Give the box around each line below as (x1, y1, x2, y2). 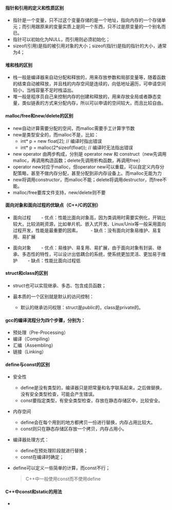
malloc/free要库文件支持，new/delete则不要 (12, 189, 106, 195)
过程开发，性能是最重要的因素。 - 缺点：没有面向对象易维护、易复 (12, 227, 162, 233)
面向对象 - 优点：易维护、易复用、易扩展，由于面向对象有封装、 (12, 244, 158, 251)
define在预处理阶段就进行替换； (20, 447, 88, 454)
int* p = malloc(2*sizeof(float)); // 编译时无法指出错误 (20, 144, 133, 150)
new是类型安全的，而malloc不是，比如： (12, 131, 99, 138)
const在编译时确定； (20, 454, 64, 460)
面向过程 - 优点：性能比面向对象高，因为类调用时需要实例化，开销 (12, 214, 162, 220)
